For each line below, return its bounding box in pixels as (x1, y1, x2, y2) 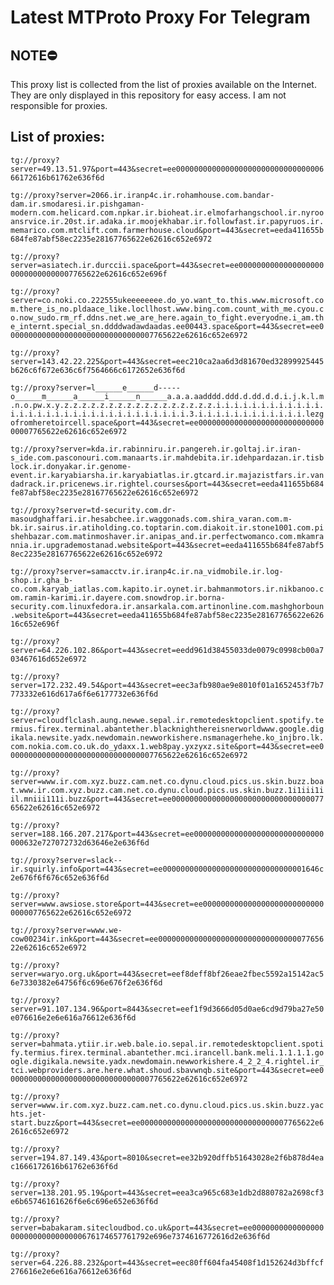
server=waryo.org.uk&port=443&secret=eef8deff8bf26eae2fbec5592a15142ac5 (10, 969, 325, 979)
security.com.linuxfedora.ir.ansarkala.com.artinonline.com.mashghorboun (10, 601, 325, 611)
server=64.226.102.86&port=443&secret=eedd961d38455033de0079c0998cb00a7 (10, 645, 325, 655)
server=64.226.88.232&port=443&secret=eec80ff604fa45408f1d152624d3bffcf (10, 1257, 325, 1268)
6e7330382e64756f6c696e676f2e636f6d (10, 977, 163, 988)
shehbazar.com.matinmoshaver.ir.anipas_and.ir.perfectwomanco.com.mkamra (10, 531, 325, 541)
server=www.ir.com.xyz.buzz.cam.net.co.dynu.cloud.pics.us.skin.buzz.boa (10, 776, 325, 786)
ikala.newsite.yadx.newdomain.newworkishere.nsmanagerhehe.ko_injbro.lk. (10, 732, 325, 743)
